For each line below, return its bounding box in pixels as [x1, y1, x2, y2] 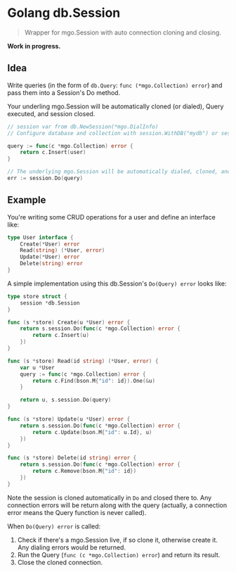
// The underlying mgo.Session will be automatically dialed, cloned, [7, 168, 218, 175]
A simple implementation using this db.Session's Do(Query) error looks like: [7, 279, 227, 288]
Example [7, 194, 46, 206]
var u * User [20, 364, 55, 371]
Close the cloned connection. [17, 558, 103, 566]
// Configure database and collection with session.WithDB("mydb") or [7, 129, 218, 136]
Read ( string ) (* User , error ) [20, 247, 105, 254]
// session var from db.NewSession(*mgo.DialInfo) [7, 123, 159, 130]
